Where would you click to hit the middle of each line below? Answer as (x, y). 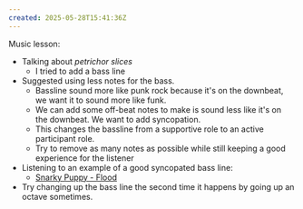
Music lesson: (34, 44)
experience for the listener (84, 158)
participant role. (65, 138)
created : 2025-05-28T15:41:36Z (68, 18)
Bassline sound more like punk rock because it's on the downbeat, (159, 90)
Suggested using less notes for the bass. (98, 80)
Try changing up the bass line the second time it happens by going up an (158, 186)
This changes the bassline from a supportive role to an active (149, 129)
